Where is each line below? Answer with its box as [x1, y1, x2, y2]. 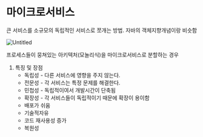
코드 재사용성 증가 [24, 116, 67, 124]
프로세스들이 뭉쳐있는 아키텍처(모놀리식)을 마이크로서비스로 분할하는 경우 [6, 51, 179, 58]
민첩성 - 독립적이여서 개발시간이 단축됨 [24, 86, 116, 94]
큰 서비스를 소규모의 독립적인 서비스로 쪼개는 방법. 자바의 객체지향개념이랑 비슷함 [6, 27, 198, 34]
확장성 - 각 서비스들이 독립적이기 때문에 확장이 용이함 [24, 94, 150, 101]
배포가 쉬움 [24, 101, 50, 109]
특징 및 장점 [15, 64, 44, 71]
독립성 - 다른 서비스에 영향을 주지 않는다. [24, 71, 121, 78]
